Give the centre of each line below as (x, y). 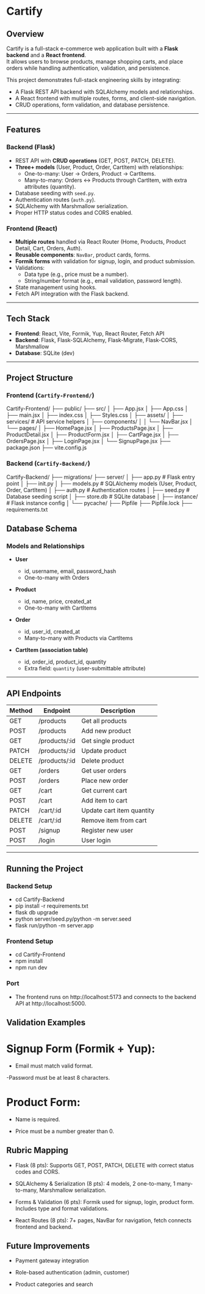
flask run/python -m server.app (54, 925)
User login (96, 840)
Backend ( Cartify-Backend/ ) (48, 463)
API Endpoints (34, 693)
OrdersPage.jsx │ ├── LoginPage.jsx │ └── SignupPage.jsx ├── (88, 441)
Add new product (106, 731)
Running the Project (45, 868)
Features (23, 130)
